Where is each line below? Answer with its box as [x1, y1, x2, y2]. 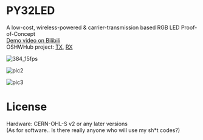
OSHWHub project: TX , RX [6, 43, 73, 51]
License [6, 100, 47, 114]
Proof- [181, 24, 198, 31]
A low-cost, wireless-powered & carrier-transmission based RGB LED [6, 24, 180, 31]
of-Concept [6, 30, 35, 37]
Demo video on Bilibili [6, 37, 61, 44]
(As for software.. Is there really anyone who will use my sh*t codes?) [6, 126, 181, 134]
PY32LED [6, 4, 55, 18]
